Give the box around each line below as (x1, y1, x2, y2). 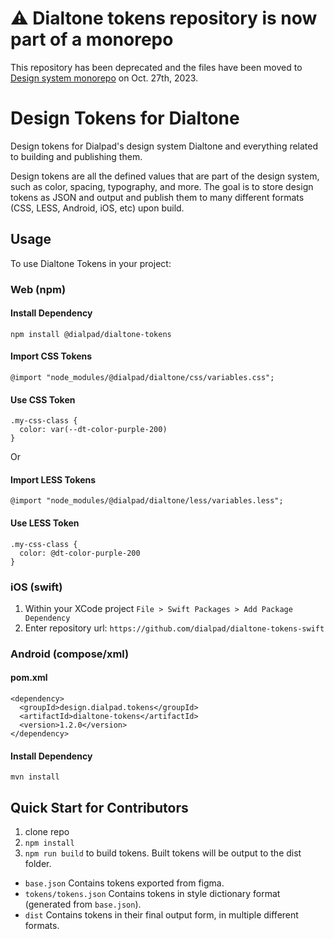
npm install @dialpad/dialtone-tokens (10, 329, 172, 339)
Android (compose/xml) (10, 647, 130, 661)
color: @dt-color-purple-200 (19, 548, 141, 558)
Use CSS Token (10, 393, 76, 406)
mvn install (10, 772, 60, 782)
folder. (24, 858, 52, 870)
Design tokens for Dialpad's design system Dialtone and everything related (10, 140, 319, 152)
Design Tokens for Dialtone (10, 107, 240, 130)
